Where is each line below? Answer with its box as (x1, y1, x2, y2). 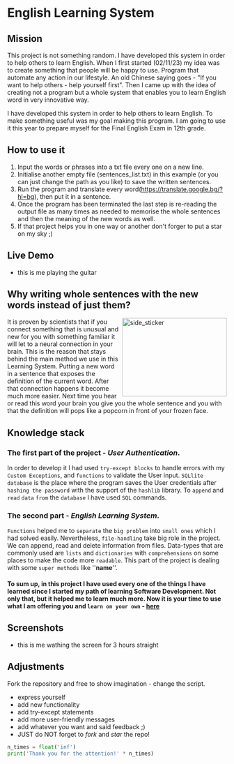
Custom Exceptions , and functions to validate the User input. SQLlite (7, 471, 204, 479)
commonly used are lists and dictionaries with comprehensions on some (7, 549, 219, 557)
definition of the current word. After (7, 377, 109, 385)
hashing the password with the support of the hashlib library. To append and (7, 486, 224, 495)
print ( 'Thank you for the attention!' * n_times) (7, 750, 155, 757)
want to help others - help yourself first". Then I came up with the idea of (7, 81, 217, 89)
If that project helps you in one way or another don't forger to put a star (17, 222, 222, 230)
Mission (7, 33, 43, 45)
